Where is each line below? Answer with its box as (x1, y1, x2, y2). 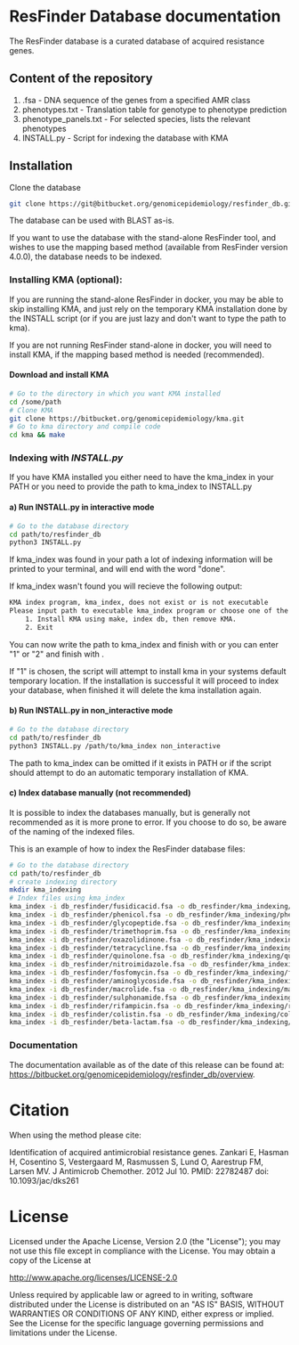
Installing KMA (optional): (9, 273, 123, 286)
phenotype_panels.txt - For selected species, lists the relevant (21, 113, 251, 124)
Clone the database (9, 182, 82, 192)
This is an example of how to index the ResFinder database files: (9, 844, 246, 854)
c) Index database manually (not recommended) (9, 787, 191, 798)
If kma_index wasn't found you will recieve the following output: (9, 581, 243, 591)
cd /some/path (9, 397, 62, 406)
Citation (9, 1100, 69, 1120)
